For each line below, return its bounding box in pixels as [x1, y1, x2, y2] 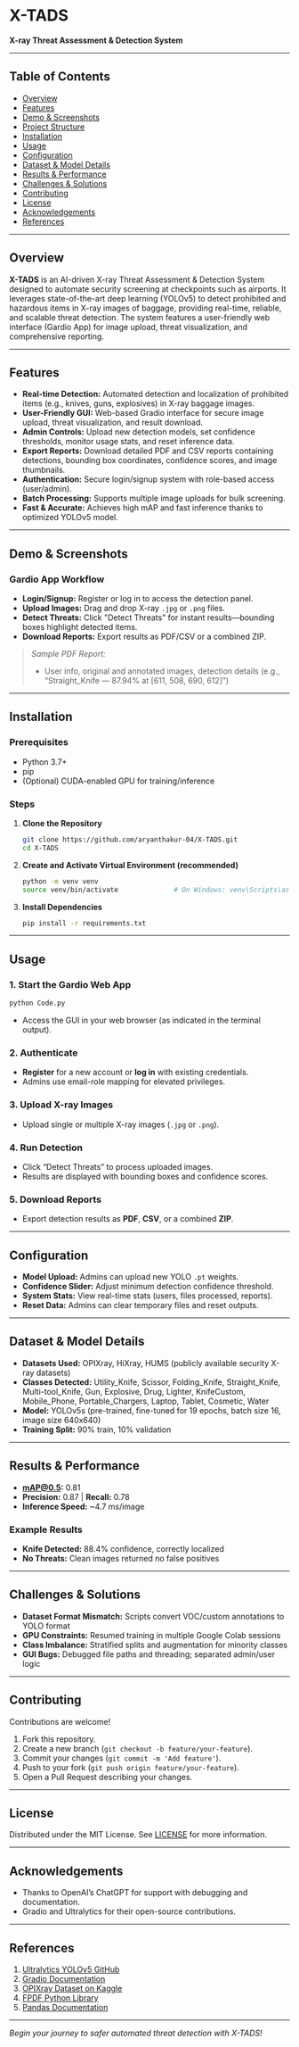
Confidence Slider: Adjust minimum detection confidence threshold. [21, 1280, 274, 1291]
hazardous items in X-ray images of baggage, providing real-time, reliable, [9, 302, 282, 313]
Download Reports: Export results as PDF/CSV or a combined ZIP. [21, 631, 267, 642]
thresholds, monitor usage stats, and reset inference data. [21, 436, 235, 447]
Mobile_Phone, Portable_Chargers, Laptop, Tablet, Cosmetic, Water [21, 1396, 270, 1406]
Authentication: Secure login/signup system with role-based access [21, 474, 275, 485]
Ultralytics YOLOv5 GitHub [21, 1964, 120, 1975]
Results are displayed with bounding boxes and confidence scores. [21, 1171, 269, 1181]
